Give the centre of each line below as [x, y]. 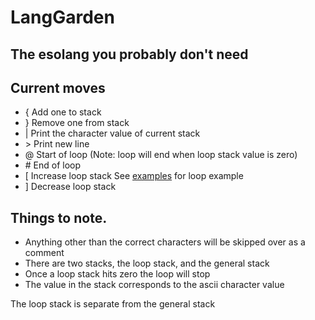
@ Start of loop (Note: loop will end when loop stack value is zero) [161, 155]
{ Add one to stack [63, 112]
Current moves [58, 87]
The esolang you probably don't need [129, 54]
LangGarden [62, 17]
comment [44, 253]
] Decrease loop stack [70, 187]
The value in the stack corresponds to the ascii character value [154, 285]
